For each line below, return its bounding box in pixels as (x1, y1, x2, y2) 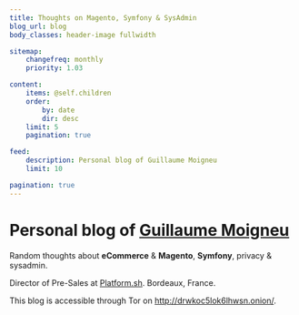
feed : (9, 147, 30, 157)
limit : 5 (25, 122, 59, 132)
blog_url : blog (9, 22, 67, 31)
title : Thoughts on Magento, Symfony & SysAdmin (9, 13, 197, 23)
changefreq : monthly (25, 56, 104, 65)
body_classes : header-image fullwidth (9, 30, 156, 39)
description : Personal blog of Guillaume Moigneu (25, 156, 218, 165)
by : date (42, 106, 75, 115)
